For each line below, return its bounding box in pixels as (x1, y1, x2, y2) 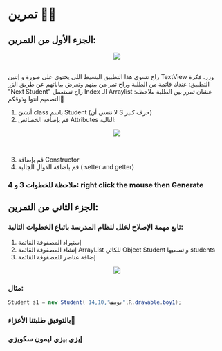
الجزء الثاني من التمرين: (8, 201, 99, 214)
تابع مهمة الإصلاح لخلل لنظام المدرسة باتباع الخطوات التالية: (8, 222, 184, 232)
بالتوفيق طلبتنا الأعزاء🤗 (8, 315, 75, 325)
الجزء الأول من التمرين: (8, 34, 96, 46)
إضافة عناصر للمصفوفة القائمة (17, 252, 96, 261)
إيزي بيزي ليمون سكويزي (8, 334, 82, 343)
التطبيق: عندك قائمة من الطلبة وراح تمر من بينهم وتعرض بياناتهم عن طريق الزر (8, 80, 210, 88)
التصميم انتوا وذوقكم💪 (8, 95, 64, 103)
